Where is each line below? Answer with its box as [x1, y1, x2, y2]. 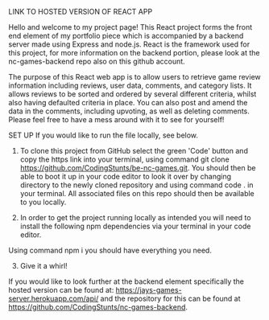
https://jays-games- [115, 285, 183, 294]
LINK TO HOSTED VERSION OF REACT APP [8, 7, 153, 16]
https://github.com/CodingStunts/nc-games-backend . [8, 302, 188, 312]
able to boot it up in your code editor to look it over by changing [19, 172, 232, 181]
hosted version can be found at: [8, 285, 114, 294]
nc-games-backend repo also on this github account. [8, 56, 185, 66]
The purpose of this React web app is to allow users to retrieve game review [8, 72, 261, 81]
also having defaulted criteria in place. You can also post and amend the [8, 98, 248, 107]
